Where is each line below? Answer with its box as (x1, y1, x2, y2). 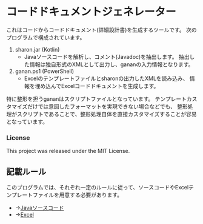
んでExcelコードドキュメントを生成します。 (50, 82, 159, 89)
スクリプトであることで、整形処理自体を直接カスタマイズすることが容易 (16, 110, 197, 118)
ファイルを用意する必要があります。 (32, 191, 123, 199)
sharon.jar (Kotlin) (15, 46, 60, 53)
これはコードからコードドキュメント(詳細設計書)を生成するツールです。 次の (6, 26, 197, 33)
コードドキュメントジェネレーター (6, 5, 177, 19)
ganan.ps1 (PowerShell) (15, 67, 75, 75)
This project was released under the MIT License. (6, 148, 130, 155)
